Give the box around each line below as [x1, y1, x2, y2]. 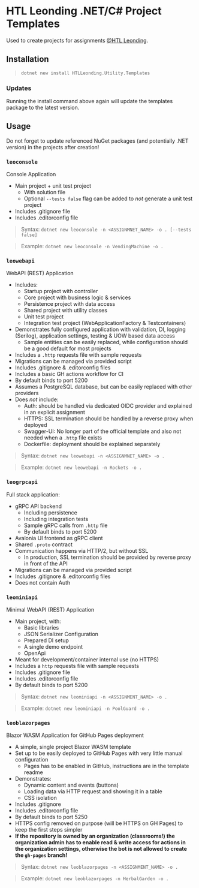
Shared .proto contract [14, 541, 73, 548]
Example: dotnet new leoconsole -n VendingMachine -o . [20, 243, 164, 250]
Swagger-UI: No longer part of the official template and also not [23, 428, 182, 435]
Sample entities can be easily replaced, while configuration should [23, 339, 188, 346]
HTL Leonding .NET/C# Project [6, 4, 162, 18]
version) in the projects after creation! [6, 143, 99, 150]
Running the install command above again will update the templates [6, 98, 173, 105]
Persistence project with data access [23, 300, 116, 308]
